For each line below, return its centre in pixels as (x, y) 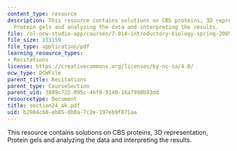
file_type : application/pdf (49, 47)
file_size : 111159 (34, 40)
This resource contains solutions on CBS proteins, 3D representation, (108, 132)
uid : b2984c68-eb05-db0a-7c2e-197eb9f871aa (72, 112)
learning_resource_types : (45, 54)
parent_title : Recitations (47, 79)
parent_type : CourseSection (49, 86)
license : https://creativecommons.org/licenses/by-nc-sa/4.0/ (101, 66)
